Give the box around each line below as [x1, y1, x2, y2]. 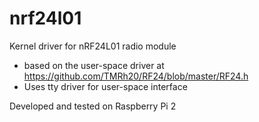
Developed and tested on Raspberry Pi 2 [9, 100, 177, 112]
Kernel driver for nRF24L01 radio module [9, 40, 177, 52]
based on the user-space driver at [23, 59, 165, 71]
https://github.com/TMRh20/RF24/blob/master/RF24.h [23, 70, 249, 82]
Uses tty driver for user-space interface [23, 80, 188, 92]
